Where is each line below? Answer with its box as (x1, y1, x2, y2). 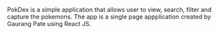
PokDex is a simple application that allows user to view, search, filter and (7, 6, 212, 13)
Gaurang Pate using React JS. (7, 20, 92, 27)
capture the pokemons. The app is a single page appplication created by (7, 13, 211, 21)
